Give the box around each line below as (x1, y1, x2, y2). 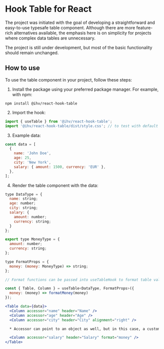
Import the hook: (12, 109, 46, 115)
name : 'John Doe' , (14, 151, 51, 156)
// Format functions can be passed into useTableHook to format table (5, 277, 152, 282)
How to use (5, 64, 40, 72)
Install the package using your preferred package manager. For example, (12, 86, 159, 92)
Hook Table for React (5, 3, 92, 15)
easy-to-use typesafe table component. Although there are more (5, 24, 135, 30)
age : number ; (9, 201, 36, 206)
